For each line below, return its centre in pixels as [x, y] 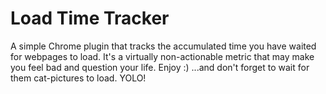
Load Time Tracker [90, 18]
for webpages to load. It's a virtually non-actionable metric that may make [162, 56]
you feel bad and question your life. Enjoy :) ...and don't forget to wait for [160, 67]
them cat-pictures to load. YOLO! [78, 78]
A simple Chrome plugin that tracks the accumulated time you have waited [163, 46]
